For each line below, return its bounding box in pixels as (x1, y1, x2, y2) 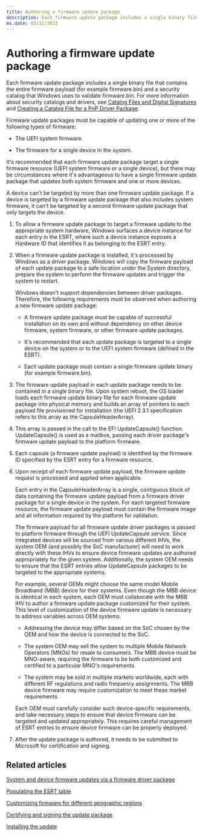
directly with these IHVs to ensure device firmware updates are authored (14, 549, 196, 557)
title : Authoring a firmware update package (6, 8, 120, 15)
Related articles (6, 760, 66, 770)
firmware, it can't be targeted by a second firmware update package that (6, 202, 188, 210)
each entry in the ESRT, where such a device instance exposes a (14, 233, 176, 241)
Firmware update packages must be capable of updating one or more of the (6, 116, 195, 124)
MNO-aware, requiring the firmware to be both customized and (24, 655, 182, 663)
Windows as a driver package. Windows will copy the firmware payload (14, 258, 193, 266)
